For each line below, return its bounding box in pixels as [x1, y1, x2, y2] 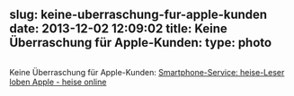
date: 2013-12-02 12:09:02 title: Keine [9, 22, 227, 37]
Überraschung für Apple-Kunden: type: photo [9, 35, 272, 50]
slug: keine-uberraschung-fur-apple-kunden [9, 7, 268, 22]
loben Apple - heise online [9, 76, 107, 87]
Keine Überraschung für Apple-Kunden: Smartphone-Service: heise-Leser [9, 66, 285, 77]
